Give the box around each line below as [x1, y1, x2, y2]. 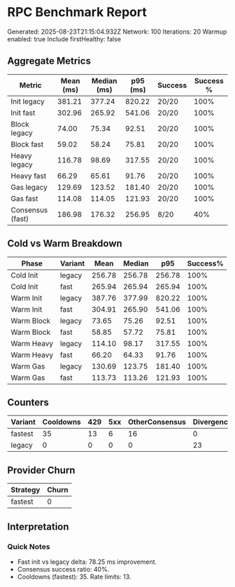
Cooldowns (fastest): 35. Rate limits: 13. [17, 572, 131, 581]
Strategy [10, 485, 41, 495]
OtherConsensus [128, 417, 187, 427]
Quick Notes [7, 541, 50, 551]
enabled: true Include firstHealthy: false [7, 34, 121, 43]
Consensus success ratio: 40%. [17, 565, 110, 573]
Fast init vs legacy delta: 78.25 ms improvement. [17, 558, 157, 566]
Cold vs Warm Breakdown [7, 237, 122, 249]
